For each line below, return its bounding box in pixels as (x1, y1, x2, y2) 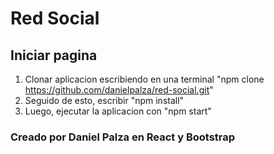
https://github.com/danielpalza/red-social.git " (24, 84, 214, 96)
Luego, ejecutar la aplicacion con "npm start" (24, 105, 212, 117)
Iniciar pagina (10, 47, 98, 64)
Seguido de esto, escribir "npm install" (24, 95, 185, 106)
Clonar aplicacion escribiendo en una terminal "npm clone (24, 73, 265, 85)
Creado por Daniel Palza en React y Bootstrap (10, 130, 236, 144)
